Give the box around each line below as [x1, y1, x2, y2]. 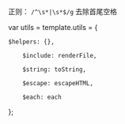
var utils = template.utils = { [8, 23, 98, 32]
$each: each [22, 93, 62, 101]
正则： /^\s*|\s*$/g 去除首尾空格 [8, 7, 117, 16]
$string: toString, [22, 66, 87, 73]
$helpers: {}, [8, 38, 55, 46]
